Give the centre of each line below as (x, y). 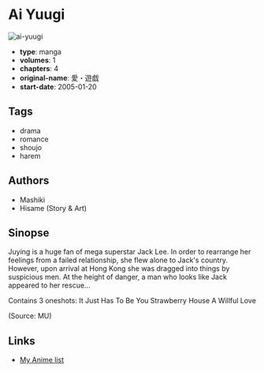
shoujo (30, 147)
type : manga (40, 51)
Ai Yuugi (37, 15)
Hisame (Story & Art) (53, 208)
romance (34, 139)
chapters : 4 (39, 68)
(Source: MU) (30, 316)
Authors (29, 180)
